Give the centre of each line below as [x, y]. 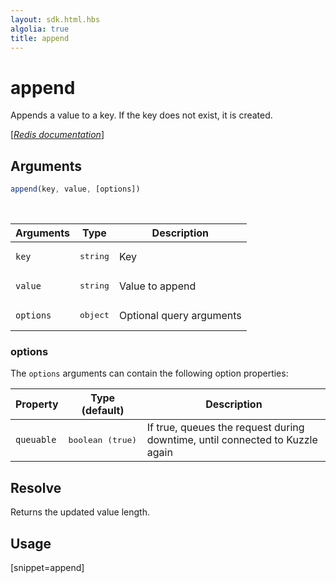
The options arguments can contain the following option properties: [149, 373]
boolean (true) [103, 439]
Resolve [36, 487]
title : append [40, 38]
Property [37, 404]
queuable [36, 440]
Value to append [157, 286]
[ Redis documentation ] [57, 135]
